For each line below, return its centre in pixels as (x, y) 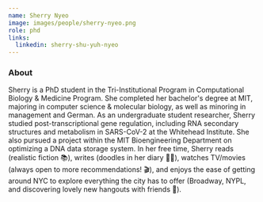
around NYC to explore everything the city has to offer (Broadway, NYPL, (128, 181)
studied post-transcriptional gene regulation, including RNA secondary (124, 124)
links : (19, 38)
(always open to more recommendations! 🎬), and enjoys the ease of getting (132, 170)
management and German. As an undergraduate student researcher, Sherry (132, 115)
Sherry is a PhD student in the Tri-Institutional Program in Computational (126, 90)
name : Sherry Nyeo (38, 15)
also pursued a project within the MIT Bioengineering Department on (120, 140)
